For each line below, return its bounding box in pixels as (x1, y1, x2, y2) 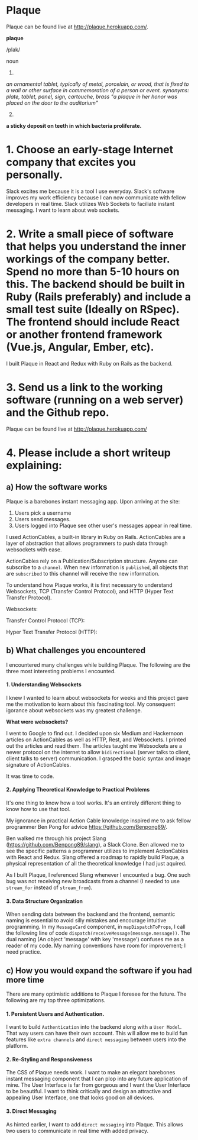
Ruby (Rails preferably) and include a (6, 290, 191, 303)
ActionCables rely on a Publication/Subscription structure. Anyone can (6, 557, 178, 564)
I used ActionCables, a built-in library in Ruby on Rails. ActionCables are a (6, 533, 186, 540)
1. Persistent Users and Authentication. (6, 1010, 105, 1018)
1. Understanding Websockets (6, 681, 82, 688)
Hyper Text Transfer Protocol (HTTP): (6, 628, 98, 635)
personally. (6, 168, 63, 182)
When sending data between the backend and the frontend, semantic (6, 910, 176, 918)
